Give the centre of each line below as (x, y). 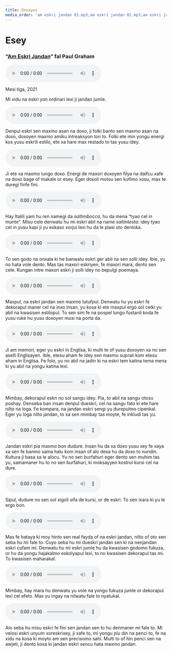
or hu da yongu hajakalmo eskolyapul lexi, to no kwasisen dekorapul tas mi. (85, 553)
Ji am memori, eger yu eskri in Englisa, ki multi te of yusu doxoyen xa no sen (86, 350)
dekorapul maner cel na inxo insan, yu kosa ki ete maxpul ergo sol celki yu (84, 307)
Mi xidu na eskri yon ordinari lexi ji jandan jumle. (56, 99)
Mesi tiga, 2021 (21, 89)
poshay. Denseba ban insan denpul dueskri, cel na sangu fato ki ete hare (82, 403)
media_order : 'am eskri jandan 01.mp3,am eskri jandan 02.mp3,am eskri (83, 15)
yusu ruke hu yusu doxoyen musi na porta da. (53, 318)
